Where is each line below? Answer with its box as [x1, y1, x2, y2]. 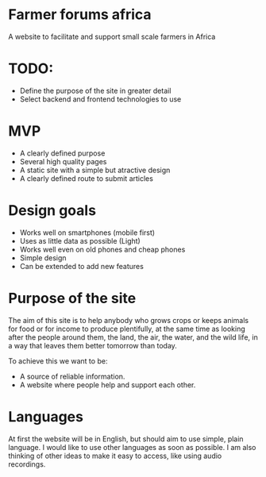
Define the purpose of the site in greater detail [19, 86, 172, 95]
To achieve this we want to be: [8, 356, 108, 366]
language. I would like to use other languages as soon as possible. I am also [8, 442, 256, 452]
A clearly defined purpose [19, 148, 106, 158]
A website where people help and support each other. [19, 379, 196, 390]
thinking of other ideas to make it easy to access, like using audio [8, 451, 222, 460]
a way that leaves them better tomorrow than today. [8, 340, 177, 350]
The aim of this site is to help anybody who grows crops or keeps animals [8, 315, 249, 325]
